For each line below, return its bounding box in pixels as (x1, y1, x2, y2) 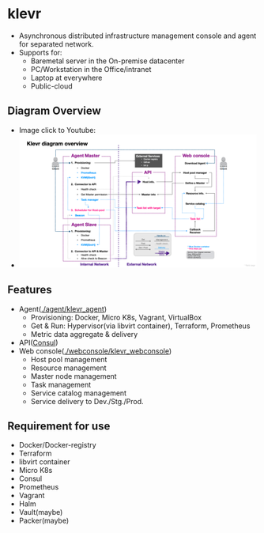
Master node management (30, 371, 117, 380)
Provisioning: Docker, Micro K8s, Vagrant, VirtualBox (30, 312, 202, 322)
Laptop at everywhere (30, 73, 103, 82)
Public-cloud (30, 81, 73, 91)
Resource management (30, 363, 107, 372)
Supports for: (18, 47, 62, 57)
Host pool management (30, 354, 107, 364)
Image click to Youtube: (18, 125, 96, 134)
